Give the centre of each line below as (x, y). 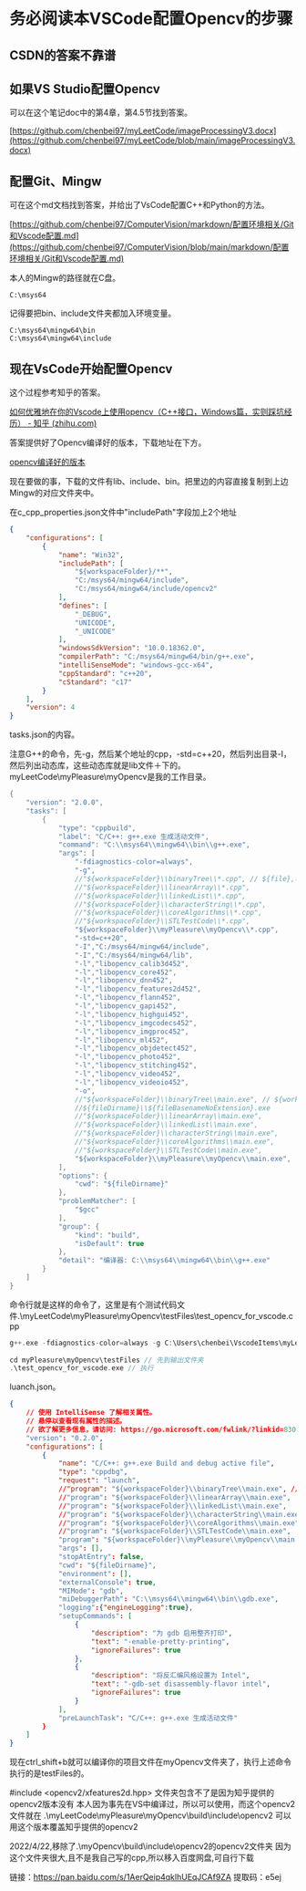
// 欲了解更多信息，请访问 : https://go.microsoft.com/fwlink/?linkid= (155, 1429)
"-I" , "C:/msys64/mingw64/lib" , (134, 955)
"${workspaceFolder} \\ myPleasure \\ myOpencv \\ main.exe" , (183, 1158)
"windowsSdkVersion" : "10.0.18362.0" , (132, 649)
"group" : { (79, 1226)
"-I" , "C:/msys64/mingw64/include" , (142, 946)
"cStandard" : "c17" (95, 682)
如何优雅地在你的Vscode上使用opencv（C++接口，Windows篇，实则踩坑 (147, 412)
